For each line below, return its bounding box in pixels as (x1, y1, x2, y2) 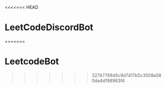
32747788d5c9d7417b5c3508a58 (91, 72, 161, 78)
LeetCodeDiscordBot (4, 22, 93, 33)
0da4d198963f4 (91, 77, 125, 83)
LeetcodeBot (4, 56, 59, 67)
